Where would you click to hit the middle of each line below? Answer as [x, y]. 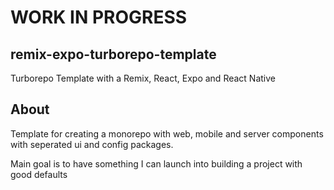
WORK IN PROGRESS [99, 17]
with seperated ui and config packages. [92, 144]
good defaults [39, 174]
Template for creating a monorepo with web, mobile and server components [167, 133]
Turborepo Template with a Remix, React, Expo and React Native [143, 78]
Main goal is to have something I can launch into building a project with [156, 163]
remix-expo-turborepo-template [113, 54]
